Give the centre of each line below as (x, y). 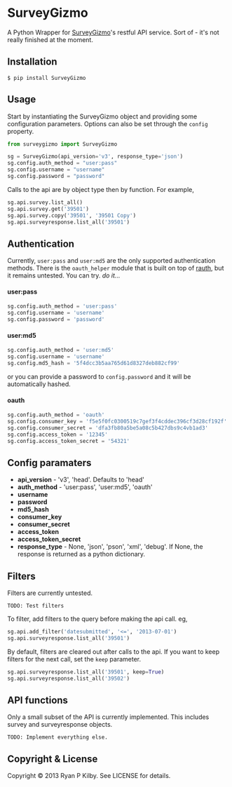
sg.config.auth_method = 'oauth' (56, 415)
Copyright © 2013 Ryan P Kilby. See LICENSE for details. (89, 776)
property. (21, 131)
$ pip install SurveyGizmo (47, 78)
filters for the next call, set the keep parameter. (74, 659)
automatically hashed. (39, 384)
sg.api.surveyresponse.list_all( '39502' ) (69, 678)
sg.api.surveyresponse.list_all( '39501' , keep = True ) (86, 672)
